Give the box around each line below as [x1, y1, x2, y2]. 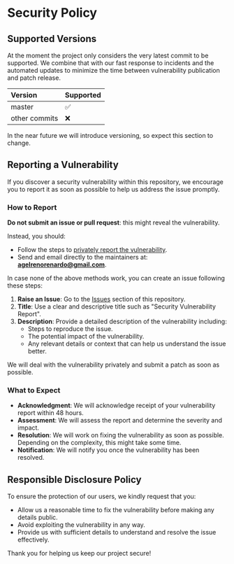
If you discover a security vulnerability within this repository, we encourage [7, 177, 224, 186]
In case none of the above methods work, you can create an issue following [7, 274, 226, 283]
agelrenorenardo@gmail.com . [17, 260, 107, 269]
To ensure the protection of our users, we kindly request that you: [7, 492, 196, 501]
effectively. [17, 535, 50, 544]
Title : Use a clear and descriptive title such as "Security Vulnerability [17, 302, 217, 311]
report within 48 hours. [17, 409, 84, 417]
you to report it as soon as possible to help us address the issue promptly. [7, 185, 220, 193]
